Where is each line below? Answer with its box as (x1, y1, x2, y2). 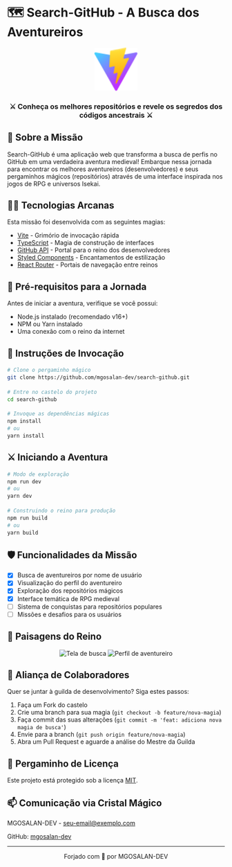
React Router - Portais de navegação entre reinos (17, 260, 158, 269)
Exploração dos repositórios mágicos (17, 587, 124, 595)
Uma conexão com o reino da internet (17, 328, 125, 336)
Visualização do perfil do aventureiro (17, 579, 122, 587)
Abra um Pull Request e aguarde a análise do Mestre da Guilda (17, 738, 195, 746)
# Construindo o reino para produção (7, 508, 116, 515)
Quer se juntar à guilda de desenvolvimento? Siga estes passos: (7, 688, 190, 696)
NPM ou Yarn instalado (17, 320, 83, 328)
